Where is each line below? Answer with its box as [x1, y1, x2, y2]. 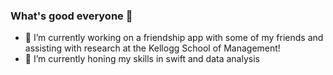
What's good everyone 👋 [10, 9, 133, 23]
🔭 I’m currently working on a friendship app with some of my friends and [24, 32, 324, 44]
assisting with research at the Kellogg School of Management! [24, 42, 281, 54]
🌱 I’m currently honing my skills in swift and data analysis [24, 53, 260, 65]
